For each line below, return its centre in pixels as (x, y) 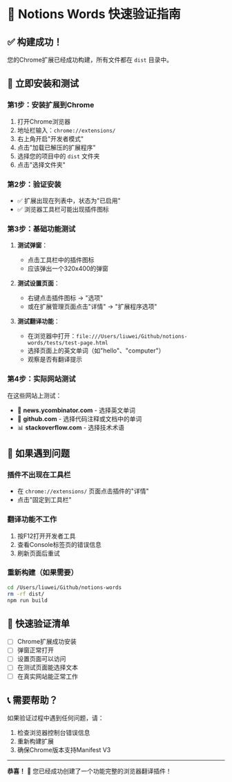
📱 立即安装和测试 (43, 84)
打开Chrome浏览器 (44, 121)
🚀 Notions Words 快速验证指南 (94, 14)
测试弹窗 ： (32, 245)
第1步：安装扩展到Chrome (51, 105)
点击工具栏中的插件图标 (61, 260)
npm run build (28, 600)
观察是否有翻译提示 (55, 360)
